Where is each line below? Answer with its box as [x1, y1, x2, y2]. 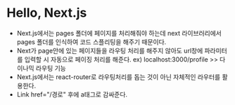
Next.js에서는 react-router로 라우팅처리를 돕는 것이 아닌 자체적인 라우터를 [16, 72, 221, 81]
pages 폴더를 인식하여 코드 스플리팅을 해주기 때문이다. [16, 37, 167, 46]
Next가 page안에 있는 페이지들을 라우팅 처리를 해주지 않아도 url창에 [16, 46, 203, 55]
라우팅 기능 [35, 64, 66, 72]
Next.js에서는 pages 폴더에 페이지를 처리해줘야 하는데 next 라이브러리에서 [16, 29, 222, 37]
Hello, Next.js [6, 5, 87, 21]
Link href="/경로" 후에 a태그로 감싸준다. [16, 90, 128, 99]
